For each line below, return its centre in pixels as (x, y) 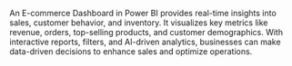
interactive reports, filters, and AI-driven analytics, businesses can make (145, 42)
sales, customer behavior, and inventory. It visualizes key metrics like (139, 23)
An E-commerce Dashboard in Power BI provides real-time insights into (143, 13)
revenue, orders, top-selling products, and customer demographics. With (146, 32)
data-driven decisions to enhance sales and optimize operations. (131, 52)
